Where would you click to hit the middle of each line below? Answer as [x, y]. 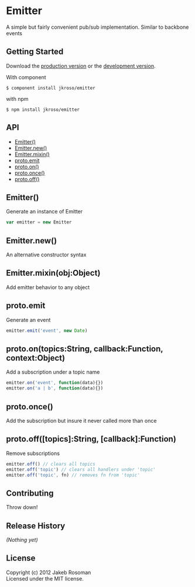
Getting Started [35, 52]
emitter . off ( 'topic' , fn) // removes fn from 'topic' [73, 475]
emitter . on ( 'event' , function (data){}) [55, 383]
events [14, 33]
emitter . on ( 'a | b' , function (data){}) [55, 388]
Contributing [30, 493]
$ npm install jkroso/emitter [43, 110]
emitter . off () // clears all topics [51, 464]
